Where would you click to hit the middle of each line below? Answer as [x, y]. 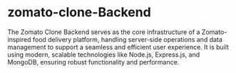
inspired [19, 39]
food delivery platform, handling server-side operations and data [128, 39]
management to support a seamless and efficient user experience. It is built [118, 47]
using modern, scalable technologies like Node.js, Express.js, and [104, 55]
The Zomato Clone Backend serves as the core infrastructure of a [104, 32]
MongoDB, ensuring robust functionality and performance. [93, 62]
